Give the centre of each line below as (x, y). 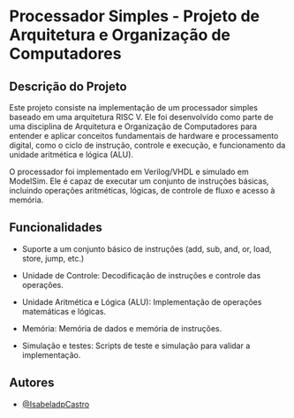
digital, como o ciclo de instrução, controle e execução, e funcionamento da (147, 145)
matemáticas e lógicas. (64, 311)
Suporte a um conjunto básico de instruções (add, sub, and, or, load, (147, 248)
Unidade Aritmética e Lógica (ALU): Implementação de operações (142, 301)
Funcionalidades (56, 228)
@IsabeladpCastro (56, 404)
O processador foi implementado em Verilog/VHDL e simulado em (129, 171)
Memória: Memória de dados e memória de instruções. (122, 328)
